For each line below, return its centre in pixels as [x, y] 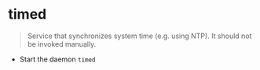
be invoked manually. [62, 44]
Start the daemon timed [57, 59]
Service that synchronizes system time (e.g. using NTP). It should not [139, 36]
